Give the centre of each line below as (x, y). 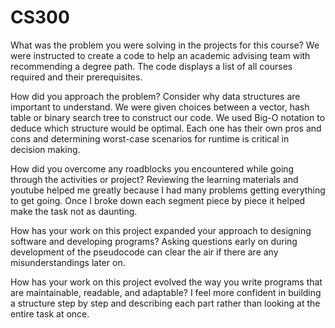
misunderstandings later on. (68, 262)
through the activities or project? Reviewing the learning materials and (154, 179)
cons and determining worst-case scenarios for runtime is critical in (150, 138)
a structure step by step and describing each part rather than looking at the (165, 303)
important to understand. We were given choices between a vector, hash (160, 107)
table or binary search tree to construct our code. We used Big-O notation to (168, 117)
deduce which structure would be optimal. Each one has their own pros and (166, 128)
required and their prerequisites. (76, 77)
